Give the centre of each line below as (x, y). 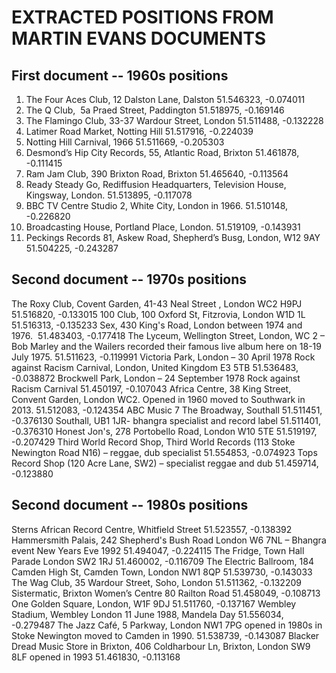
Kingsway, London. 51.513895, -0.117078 (109, 195)
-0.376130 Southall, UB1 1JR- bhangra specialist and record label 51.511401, (166, 420)
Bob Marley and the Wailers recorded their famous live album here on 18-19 (166, 346)
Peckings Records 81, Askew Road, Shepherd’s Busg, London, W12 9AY (173, 237)
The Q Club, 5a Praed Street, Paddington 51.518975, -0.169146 (155, 110)
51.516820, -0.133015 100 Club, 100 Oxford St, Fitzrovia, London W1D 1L (158, 314)
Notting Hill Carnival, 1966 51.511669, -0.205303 (125, 142)
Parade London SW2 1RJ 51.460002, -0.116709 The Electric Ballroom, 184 (162, 561)
